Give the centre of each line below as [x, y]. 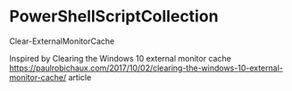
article [80, 77]
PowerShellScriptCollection [114, 17]
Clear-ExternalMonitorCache [62, 41]
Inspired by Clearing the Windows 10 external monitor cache [121, 58]
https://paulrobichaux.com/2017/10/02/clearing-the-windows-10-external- [146, 68]
